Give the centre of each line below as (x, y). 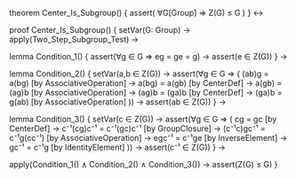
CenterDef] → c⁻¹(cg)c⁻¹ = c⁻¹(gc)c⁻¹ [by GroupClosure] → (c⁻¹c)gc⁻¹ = (138, 128)
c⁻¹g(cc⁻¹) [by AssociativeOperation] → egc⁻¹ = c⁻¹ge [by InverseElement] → (148, 138)
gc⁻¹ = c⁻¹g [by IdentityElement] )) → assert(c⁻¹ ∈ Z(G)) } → (118, 147)
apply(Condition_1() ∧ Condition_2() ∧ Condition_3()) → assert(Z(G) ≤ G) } (144, 164)
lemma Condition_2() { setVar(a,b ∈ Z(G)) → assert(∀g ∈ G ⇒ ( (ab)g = (139, 74)
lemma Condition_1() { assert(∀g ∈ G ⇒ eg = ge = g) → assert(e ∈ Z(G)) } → (148, 56)
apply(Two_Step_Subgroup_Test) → (74, 39)
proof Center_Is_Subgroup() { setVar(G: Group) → (100, 30)
